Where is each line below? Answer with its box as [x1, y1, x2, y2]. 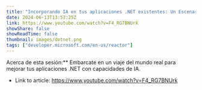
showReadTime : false [6, 31, 58, 37]
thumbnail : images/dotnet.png [6, 37, 82, 43]
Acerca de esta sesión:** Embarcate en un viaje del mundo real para [6, 58, 176, 66]
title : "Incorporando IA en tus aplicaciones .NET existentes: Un [6, 8, 176, 15]
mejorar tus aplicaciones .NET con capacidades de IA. [6, 65, 141, 72]
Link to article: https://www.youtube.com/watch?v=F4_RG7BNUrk [14, 76, 178, 84]
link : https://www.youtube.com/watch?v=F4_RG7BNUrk [6, 20, 138, 26]
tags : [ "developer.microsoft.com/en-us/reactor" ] [6, 43, 133, 49]
